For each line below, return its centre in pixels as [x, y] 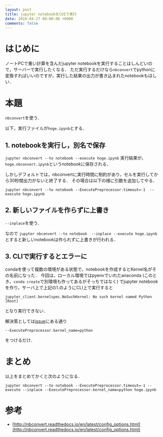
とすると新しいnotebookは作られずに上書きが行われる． [62, 239]
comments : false [22, 23]
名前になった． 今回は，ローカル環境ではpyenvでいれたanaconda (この [81, 275]
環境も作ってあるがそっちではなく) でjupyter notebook [103, 281]
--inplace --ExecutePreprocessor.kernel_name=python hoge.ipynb [90, 390]
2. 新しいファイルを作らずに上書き [57, 210]
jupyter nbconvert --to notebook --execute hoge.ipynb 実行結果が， [75, 158]
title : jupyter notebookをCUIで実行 [41, 14]
